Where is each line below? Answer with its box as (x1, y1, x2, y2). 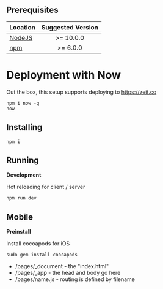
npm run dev (6, 195, 37, 201)
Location (9, 23, 35, 31)
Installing (6, 122, 43, 133)
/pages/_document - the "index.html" (15, 263, 109, 270)
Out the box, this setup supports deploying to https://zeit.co (6, 88, 157, 96)
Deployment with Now (6, 68, 121, 82)
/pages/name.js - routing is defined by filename (15, 276, 136, 283)
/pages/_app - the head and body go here (15, 269, 121, 277)
